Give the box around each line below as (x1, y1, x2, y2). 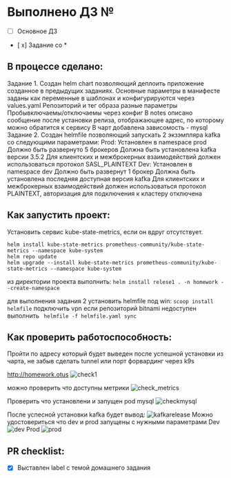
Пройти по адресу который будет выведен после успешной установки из (7, 350, 224, 358)
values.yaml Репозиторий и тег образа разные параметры (7, 101, 178, 109)
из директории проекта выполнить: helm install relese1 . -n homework (7, 277, 219, 285)
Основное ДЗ (17, 27, 57, 35)
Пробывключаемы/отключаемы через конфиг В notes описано (7, 108, 193, 117)
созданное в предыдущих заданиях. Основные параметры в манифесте (7, 86, 221, 95)
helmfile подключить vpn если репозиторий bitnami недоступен (7, 304, 197, 312)
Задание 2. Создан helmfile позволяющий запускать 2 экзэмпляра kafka (7, 131, 221, 139)
